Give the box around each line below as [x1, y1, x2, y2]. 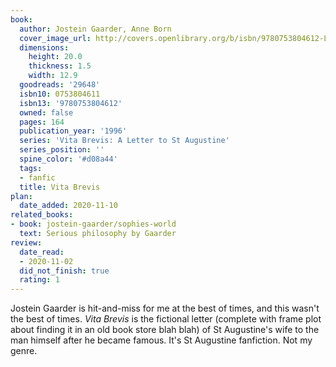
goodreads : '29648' [19, 80, 101, 90]
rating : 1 [19, 275, 60, 285]
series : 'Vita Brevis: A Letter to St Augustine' [19, 136, 230, 146]
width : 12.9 [28, 71, 78, 81]
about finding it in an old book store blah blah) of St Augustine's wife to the [10, 324, 320, 336]
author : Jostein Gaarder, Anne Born [19, 24, 172, 34]
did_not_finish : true [19, 266, 110, 276]
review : [10, 237, 43, 248]
